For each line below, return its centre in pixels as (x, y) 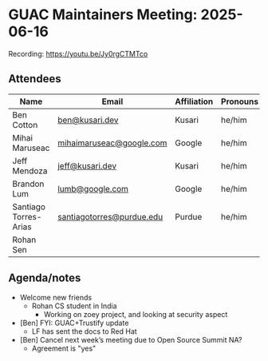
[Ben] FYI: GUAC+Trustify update (74, 323)
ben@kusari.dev (88, 120)
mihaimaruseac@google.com (112, 143)
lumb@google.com (93, 188)
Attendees (35, 79)
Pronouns (240, 101)
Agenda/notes (45, 278)
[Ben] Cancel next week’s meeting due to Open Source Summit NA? (131, 339)
